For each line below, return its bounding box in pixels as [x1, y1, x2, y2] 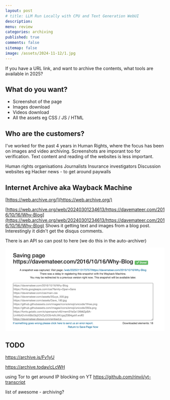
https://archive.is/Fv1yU [5, 354, 55, 360]
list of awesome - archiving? [5, 389, 64, 395]
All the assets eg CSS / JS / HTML [12, 115, 84, 121]
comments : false [5, 40, 39, 45]
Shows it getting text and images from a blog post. [45, 223, 151, 229]
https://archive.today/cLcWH [5, 364, 65, 370]
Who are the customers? [5, 129, 85, 138]
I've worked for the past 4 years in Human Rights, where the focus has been [5, 143, 164, 149]
